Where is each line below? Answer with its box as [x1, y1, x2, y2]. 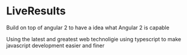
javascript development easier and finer [6, 42, 105, 49]
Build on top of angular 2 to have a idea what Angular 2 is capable [6, 24, 170, 31]
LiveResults [6, 4, 66, 18]
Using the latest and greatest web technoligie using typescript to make [6, 35, 182, 42]
